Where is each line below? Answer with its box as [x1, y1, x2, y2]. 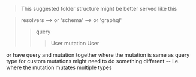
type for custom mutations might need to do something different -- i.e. [6, 58, 180, 64]
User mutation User [50, 40, 99, 47]
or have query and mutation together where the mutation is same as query [6, 51, 190, 58]
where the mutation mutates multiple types [6, 64, 112, 71]
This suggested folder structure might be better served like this [20, 5, 177, 12]
